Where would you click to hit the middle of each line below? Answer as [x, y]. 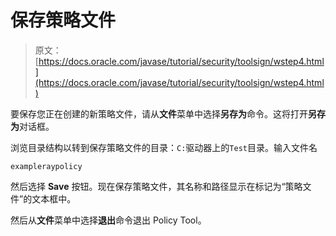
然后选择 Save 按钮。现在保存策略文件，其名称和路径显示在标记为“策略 [156, 186]
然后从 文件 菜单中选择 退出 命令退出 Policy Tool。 [108, 220]
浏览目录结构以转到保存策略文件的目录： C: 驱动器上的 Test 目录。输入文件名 [164, 147]
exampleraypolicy [46, 166]
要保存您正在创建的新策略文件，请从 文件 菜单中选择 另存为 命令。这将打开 [159, 113]
